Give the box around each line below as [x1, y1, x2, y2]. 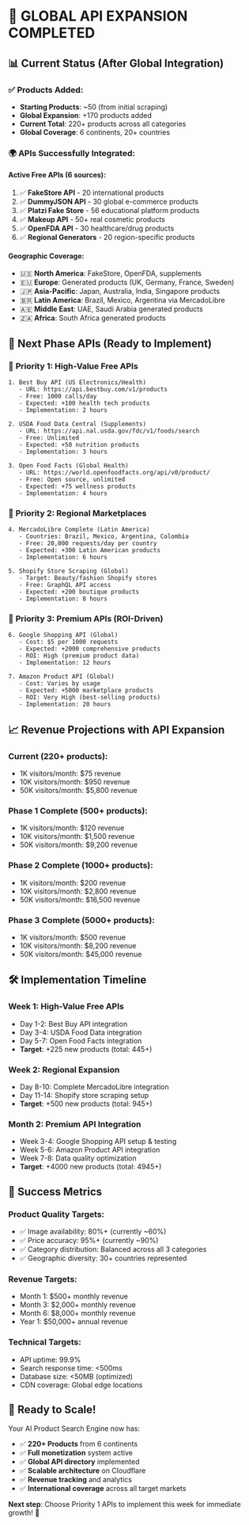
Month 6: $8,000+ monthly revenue [19, 1309, 136, 1318]
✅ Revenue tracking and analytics [19, 1475, 133, 1485]
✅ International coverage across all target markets [19, 1484, 187, 1493]
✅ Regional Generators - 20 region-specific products [19, 233, 195, 242]
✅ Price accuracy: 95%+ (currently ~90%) [19, 1236, 159, 1245]
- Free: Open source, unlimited [18, 475, 126, 483]
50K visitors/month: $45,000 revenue [19, 950, 142, 959]
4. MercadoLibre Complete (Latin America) [8, 526, 150, 534]
